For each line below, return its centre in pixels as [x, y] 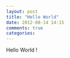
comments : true [25, 28]
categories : [21, 33]
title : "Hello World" [33, 17]
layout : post [22, 11]
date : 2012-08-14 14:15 [35, 22]
